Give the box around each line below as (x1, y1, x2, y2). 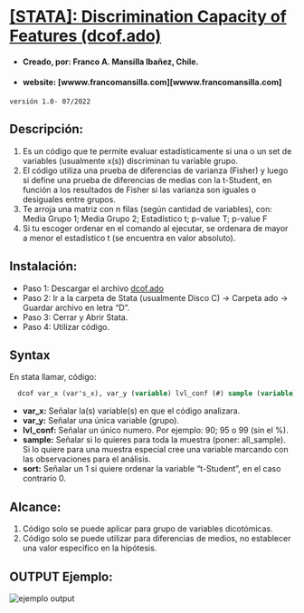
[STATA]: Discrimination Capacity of (9, 6, 287, 27)
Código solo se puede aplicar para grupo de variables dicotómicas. (22, 523, 273, 534)
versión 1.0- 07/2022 (9, 97, 91, 106)
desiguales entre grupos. (22, 193, 116, 205)
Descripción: (9, 122, 84, 137)
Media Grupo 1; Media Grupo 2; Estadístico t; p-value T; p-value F (22, 213, 268, 224)
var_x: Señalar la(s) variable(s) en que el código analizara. (22, 405, 241, 416)
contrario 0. (22, 473, 66, 484)
